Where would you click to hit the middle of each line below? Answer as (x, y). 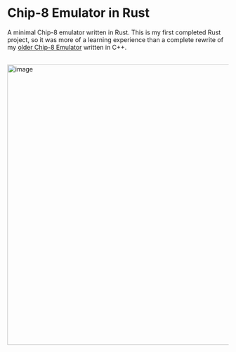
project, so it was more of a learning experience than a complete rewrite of (115, 39)
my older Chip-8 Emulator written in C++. (67, 47)
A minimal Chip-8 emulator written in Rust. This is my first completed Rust (114, 32)
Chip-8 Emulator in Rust (78, 13)
